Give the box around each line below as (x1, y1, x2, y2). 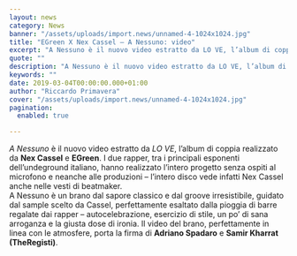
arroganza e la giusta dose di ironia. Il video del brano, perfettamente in (9, 218, 270, 230)
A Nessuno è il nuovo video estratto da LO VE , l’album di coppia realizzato (9, 143, 278, 154)
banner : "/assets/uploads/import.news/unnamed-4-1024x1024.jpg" (9, 29, 251, 38)
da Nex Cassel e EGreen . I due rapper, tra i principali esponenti (9, 153, 240, 163)
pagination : (9, 103, 53, 112)
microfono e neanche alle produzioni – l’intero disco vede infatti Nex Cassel (9, 171, 284, 182)
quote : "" (9, 54, 46, 63)
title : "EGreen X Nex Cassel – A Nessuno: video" (9, 37, 196, 47)
